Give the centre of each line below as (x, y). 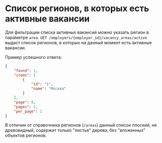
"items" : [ (25, 75)
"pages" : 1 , (26, 107)
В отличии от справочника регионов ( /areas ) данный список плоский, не (81, 125)
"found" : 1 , (26, 71)
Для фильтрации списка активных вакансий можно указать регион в (77, 32)
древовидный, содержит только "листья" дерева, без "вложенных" (75, 130)
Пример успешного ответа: (34, 57)
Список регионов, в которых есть (77, 9)
